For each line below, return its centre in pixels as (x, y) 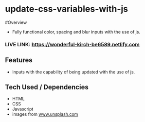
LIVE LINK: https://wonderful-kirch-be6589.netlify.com (72, 44)
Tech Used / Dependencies (47, 87)
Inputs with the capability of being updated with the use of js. (73, 72)
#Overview (16, 22)
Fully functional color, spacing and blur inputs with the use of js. (76, 32)
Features (19, 60)
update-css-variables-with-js (67, 9)
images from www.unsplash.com (45, 114)
